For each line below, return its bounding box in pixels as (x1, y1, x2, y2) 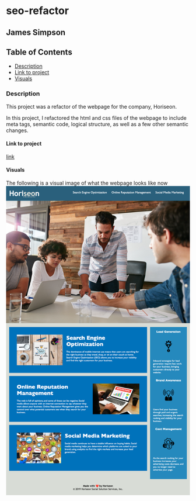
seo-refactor (6, 4, 69, 18)
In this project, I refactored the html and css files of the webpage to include (6, 114, 187, 121)
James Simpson (6, 27, 66, 37)
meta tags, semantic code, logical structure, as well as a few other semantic (6, 120, 188, 127)
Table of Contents (6, 47, 73, 57)
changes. (6, 127, 29, 134)
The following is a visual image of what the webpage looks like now (6, 179, 168, 186)
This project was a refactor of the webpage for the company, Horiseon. (6, 103, 177, 110)
